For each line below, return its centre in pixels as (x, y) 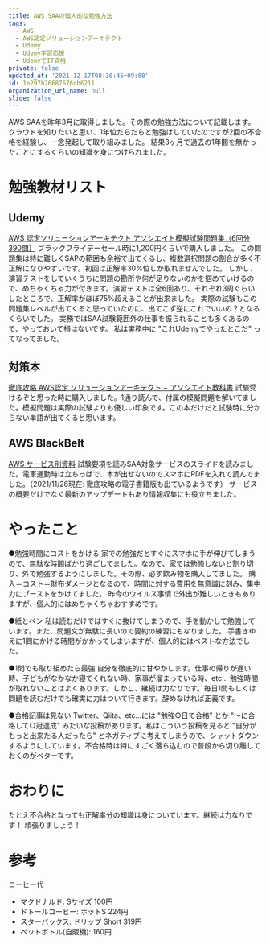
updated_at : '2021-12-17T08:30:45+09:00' (79, 76)
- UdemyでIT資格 (41, 61)
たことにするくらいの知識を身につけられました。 (90, 152)
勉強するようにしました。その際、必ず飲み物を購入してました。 (141, 573)
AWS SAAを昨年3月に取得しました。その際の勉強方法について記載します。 (132, 122)
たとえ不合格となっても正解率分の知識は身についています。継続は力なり (127, 814)
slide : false (30, 98)
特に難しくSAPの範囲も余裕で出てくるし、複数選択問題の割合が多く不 (145, 258)
